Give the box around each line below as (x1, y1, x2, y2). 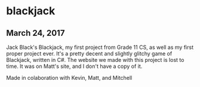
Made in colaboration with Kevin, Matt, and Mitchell (6, 74, 133, 81)
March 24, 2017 (6, 28, 65, 38)
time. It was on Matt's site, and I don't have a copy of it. (6, 63, 143, 70)
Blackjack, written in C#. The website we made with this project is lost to (6, 57, 184, 63)
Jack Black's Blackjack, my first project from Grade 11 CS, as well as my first (6, 44, 194, 51)
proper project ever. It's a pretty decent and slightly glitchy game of (6, 50, 173, 57)
